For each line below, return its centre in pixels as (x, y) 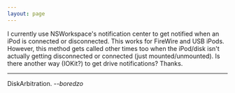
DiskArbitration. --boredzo (45, 83)
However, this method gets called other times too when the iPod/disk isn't (114, 48)
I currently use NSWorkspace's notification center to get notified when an (113, 34)
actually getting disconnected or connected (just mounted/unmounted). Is (114, 56)
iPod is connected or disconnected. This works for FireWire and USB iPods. (116, 41)
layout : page (26, 14)
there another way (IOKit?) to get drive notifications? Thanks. (95, 63)
